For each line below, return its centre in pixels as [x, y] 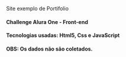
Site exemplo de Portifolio [38, 9]
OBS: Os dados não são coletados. [49, 49]
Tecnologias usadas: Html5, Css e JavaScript [63, 35]
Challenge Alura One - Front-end [47, 22]
